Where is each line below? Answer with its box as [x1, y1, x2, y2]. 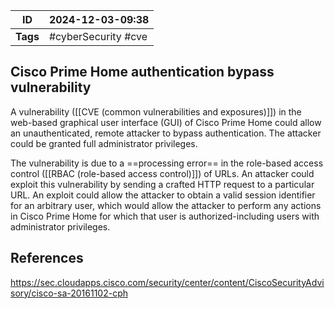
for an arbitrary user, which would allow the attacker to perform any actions [10, 199, 322, 211]
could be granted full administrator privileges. [10, 137, 198, 149]
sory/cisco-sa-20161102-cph [10, 287, 129, 299]
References [10, 250, 84, 267]
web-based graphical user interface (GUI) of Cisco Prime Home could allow [10, 116, 322, 128]
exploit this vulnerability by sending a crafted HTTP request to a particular [10, 178, 315, 190]
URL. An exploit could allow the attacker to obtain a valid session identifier [10, 189, 316, 201]
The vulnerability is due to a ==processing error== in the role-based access [10, 157, 324, 169]
